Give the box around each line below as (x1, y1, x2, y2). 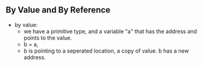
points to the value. (23, 34, 73, 42)
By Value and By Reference (5, 5, 111, 15)
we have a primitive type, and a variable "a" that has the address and (23, 28, 198, 35)
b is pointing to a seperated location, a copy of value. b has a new (23, 47, 190, 54)
